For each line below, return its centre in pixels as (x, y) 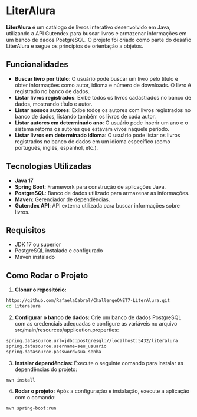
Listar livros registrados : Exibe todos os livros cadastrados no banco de (103, 97)
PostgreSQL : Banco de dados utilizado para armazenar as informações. (102, 193)
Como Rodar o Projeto (47, 275)
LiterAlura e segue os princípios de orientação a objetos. (75, 46)
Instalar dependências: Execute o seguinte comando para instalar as (99, 363)
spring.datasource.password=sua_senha (54, 352)
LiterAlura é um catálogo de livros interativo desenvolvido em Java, (88, 27)
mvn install (21, 380)
